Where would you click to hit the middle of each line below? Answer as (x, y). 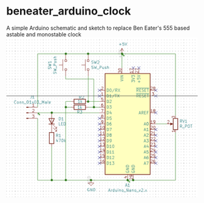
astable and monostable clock (44, 34)
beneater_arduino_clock (69, 11)
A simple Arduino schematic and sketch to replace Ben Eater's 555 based (98, 28)
